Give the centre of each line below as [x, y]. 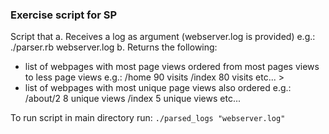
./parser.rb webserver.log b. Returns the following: [114, 47]
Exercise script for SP [64, 15]
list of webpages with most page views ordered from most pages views [172, 67]
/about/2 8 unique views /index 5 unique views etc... [132, 99]
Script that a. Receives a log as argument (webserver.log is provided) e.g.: [163, 37]
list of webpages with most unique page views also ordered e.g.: [158, 88]
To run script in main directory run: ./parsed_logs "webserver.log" [148, 118]
